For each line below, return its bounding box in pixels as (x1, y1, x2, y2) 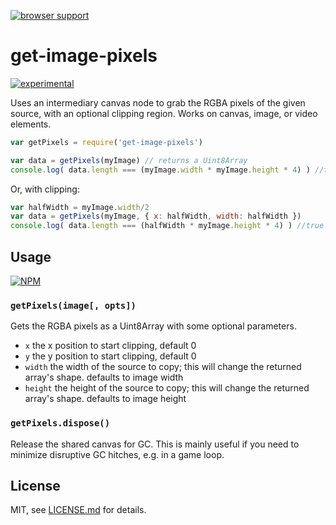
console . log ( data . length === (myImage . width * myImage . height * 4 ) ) (10, 165, 311, 175)
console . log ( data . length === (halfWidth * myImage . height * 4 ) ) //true (10, 221, 325, 231)
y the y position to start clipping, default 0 (24, 350, 197, 362)
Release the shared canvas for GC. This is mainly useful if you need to (10, 438, 300, 450)
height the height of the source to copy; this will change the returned (24, 382, 310, 394)
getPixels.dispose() (10, 418, 111, 429)
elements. (10, 118, 52, 130)
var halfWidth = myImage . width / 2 (10, 202, 150, 212)
